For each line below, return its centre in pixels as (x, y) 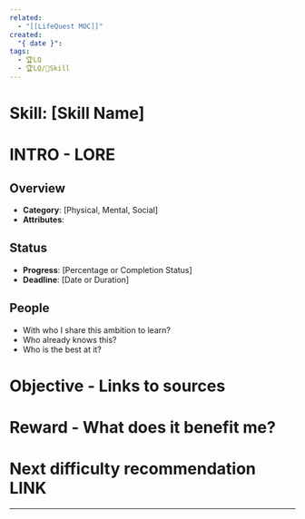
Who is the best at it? (62, 349)
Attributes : (44, 220)
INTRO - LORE (63, 155)
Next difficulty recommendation (133, 469)
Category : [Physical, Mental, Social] (90, 211)
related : (26, 18)
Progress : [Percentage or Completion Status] (107, 269)
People (30, 308)
